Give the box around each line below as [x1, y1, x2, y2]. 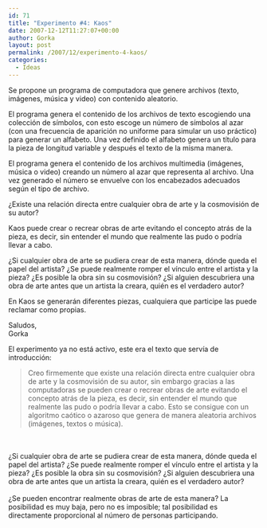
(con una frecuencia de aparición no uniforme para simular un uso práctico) [8, 126, 257, 135]
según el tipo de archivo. [8, 184, 90, 194]
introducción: [8, 352, 52, 362]
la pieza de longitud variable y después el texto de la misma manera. [8, 143, 234, 152]
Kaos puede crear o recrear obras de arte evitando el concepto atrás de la [8, 223, 253, 233]
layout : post [8, 41, 52, 49]
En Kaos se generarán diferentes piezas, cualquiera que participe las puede [8, 296, 257, 306]
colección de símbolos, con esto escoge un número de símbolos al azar [8, 117, 244, 127]
